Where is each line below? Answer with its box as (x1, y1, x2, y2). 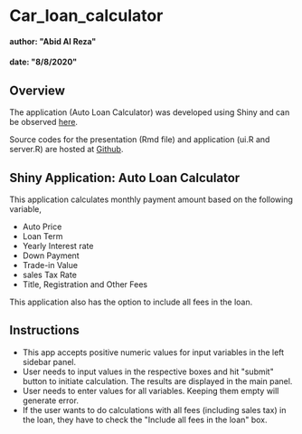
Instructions (9, 323, 80, 338)
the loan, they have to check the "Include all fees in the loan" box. (22, 414, 269, 425)
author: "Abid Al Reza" (9, 35, 97, 46)
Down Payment (22, 250, 80, 261)
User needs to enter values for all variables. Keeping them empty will (22, 385, 279, 396)
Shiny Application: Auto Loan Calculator (9, 169, 241, 186)
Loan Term (22, 231, 63, 241)
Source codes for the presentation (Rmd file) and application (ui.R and (9, 134, 270, 145)
